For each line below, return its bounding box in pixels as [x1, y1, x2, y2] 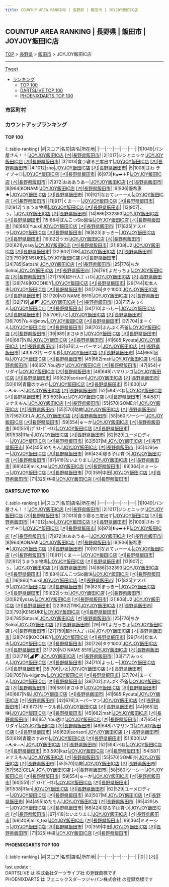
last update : [5, 864, 31, 870]
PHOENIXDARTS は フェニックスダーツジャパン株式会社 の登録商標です [5, 876, 153, 882]
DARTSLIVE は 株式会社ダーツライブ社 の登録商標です [5, 870, 117, 876]
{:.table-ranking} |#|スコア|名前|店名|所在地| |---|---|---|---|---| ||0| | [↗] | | [5, 854, 159, 860]
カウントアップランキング [5, 121, 67, 128]
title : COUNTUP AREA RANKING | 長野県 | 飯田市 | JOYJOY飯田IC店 [5, 7, 138, 13]
